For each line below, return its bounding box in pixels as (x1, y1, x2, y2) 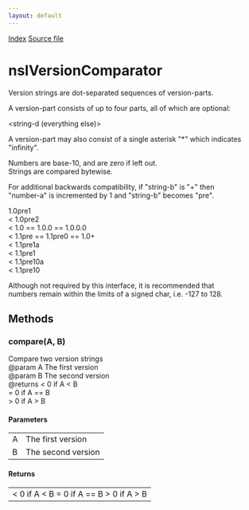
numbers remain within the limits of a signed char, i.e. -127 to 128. (8, 288, 224, 299)
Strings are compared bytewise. (8, 167, 113, 176)
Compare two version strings (8, 354, 103, 363)
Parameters (8, 414, 48, 424)
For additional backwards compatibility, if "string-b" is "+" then (8, 182, 215, 191)
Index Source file (8, 33, 64, 43)
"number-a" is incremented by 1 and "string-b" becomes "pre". (8, 190, 215, 200)
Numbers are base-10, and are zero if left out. (8, 158, 158, 167)
